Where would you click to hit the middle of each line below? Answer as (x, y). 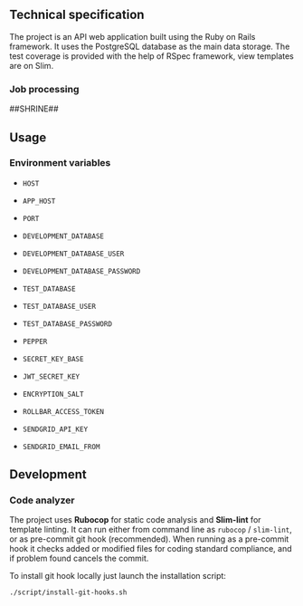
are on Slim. (32, 65)
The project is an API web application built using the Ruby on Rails (133, 36)
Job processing (44, 89)
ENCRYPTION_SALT (53, 394)
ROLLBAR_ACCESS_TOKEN (63, 411)
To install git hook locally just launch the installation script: (118, 576)
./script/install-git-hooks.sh (68, 592)
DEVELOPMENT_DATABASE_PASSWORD (81, 271)
